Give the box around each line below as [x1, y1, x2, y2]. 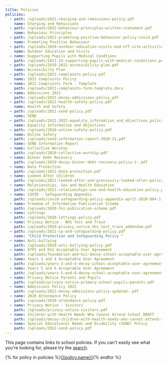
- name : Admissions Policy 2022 [9, 284, 77, 290]
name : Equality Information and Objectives [14, 123, 106, 128]
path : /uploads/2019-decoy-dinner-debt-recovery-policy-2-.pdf [14, 159, 148, 164]
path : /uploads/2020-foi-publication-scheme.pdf [14, 206, 117, 211]
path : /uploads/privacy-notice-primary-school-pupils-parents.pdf [14, 280, 155, 285]
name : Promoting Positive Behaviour [14, 40, 90, 45]
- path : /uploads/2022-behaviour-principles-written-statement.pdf [9, 26, 153, 31]
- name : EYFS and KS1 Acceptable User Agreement [9, 247, 112, 252]
